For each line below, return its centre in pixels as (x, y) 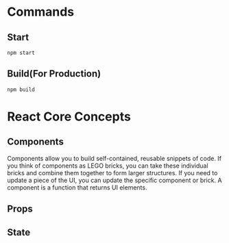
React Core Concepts (69, 116)
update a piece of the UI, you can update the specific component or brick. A (114, 180)
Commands (41, 12)
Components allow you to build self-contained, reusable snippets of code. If (114, 158)
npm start (21, 53)
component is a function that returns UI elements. (77, 187)
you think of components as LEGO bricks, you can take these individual (108, 166)
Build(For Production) (54, 74)
